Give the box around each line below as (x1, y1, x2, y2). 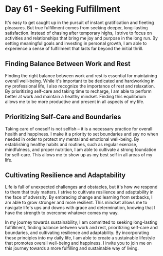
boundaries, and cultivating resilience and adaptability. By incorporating (5, 230, 149, 235)
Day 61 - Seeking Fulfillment (5, 3, 120, 15)
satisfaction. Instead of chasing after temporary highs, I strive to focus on (5, 30, 152, 36)
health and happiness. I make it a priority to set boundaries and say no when (5, 131, 158, 137)
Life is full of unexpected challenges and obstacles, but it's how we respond (5, 184, 158, 190)
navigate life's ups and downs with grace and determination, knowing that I (5, 205, 156, 211)
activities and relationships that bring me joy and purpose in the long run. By (5, 35, 158, 41)
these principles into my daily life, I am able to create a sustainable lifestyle (5, 235, 155, 241)
